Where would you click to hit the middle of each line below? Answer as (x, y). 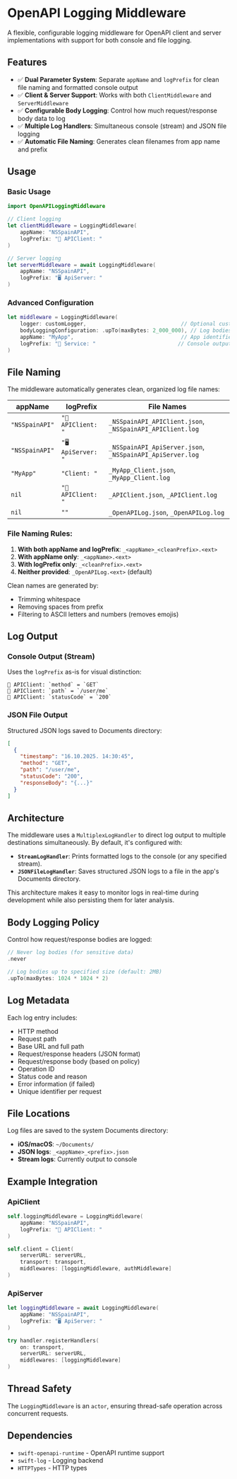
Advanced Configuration (50, 302)
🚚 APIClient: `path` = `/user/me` (58, 691)
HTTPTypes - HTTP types (52, 1468)
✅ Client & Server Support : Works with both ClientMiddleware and (114, 95)
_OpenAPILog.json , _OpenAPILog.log (166, 512)
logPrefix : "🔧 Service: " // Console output (126, 344)
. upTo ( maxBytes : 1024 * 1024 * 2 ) (58, 978)
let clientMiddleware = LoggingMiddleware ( (72, 226)
